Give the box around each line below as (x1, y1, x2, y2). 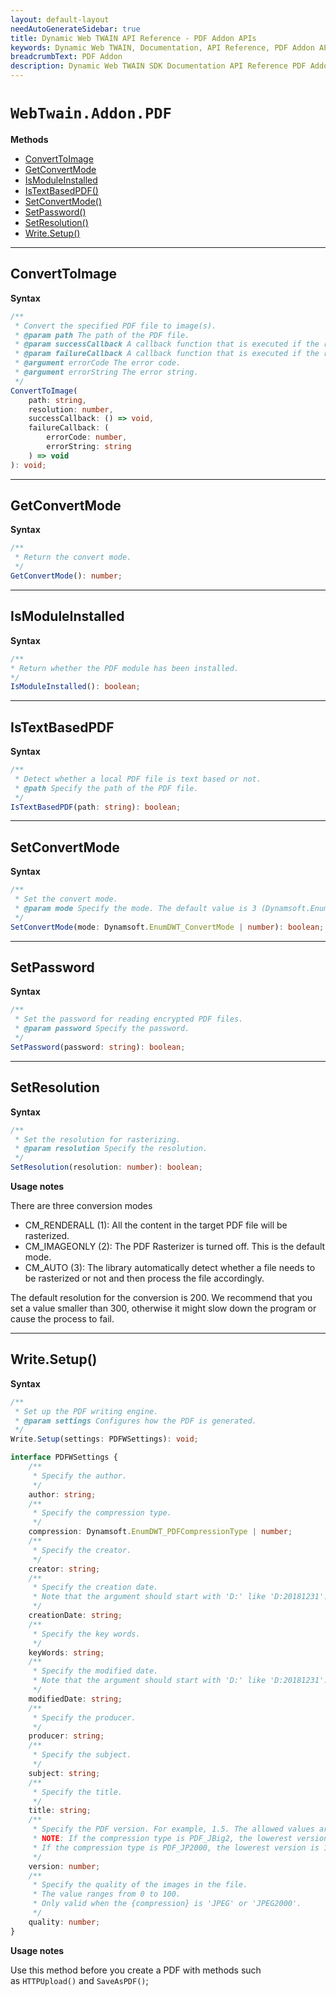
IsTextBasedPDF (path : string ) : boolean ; (10, 802, 182, 812)
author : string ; (28, 1489, 97, 1500)
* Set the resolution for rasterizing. (14, 1134, 182, 1145)
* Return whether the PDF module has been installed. (10, 663, 240, 673)
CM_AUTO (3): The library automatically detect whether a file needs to (24, 1262, 316, 1273)
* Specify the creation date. (32, 1582, 159, 1593)
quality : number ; (28, 1917, 101, 1927)
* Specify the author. (32, 1471, 128, 1481)
